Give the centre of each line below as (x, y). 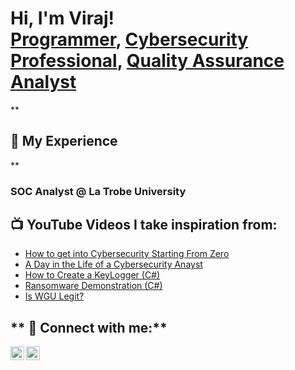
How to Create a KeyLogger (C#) (92, 275)
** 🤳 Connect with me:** (89, 327)
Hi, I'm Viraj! (62, 18)
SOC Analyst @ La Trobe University (98, 191)
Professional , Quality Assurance (147, 61)
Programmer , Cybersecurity (129, 39)
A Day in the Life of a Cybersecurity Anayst (113, 264)
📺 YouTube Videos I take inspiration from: (144, 225)
